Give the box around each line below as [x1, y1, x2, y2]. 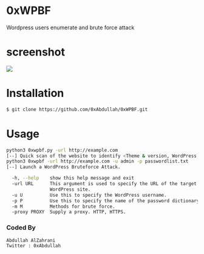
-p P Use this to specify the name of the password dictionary [12, 197, 200, 204]
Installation [6, 86, 64, 101]
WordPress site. [49, 186, 91, 192]
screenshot [6, 45, 66, 59]
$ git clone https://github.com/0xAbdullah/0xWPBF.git [6, 106, 148, 113]
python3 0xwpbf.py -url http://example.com [6, 147, 118, 153]
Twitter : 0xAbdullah [6, 243, 61, 249]
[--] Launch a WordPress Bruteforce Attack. [6, 164, 121, 171]
